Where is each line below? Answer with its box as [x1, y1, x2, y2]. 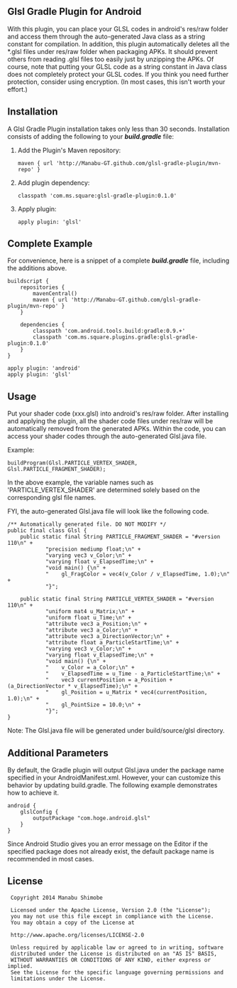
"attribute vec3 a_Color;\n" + [45, 627, 138, 634]
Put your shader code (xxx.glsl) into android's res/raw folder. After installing [7, 409, 229, 418]
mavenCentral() [33, 290, 78, 297]
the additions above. [7, 264, 67, 272]
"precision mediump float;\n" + [45, 546, 141, 553]
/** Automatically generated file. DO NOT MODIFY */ [7, 521, 167, 528]
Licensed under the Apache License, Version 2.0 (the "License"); [10, 906, 211, 913]
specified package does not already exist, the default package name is [7, 847, 214, 856]
